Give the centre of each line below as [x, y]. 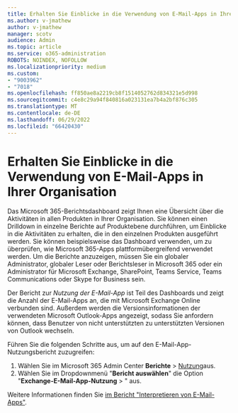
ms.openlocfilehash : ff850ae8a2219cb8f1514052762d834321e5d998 [103, 93]
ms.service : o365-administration [57, 54]
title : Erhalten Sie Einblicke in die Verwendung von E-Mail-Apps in [112, 14]
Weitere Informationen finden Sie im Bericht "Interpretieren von [100, 395]
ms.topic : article [34, 47]
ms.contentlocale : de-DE [44, 113]
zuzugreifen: [76, 352]
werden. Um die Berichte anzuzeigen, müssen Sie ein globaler [98, 257]
